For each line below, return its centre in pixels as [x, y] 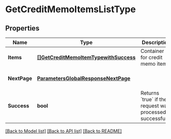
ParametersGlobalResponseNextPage [84, 78]
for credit [152, 57]
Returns [150, 93]
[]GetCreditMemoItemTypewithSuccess [86, 57]
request [150, 106]
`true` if [149, 99]
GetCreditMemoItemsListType [70, 9]
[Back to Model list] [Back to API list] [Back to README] [64, 131]
